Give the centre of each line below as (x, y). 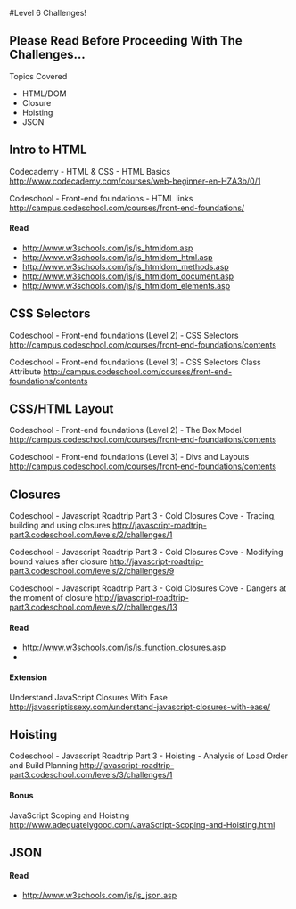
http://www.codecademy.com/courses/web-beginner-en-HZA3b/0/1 (135, 181)
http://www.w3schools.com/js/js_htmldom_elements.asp (126, 285)
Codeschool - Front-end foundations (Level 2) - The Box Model (126, 430)
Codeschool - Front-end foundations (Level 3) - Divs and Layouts (129, 457)
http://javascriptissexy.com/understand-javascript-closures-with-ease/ (140, 707)
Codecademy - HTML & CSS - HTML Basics (90, 171)
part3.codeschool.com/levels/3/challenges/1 (91, 775)
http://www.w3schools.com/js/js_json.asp (99, 896)
